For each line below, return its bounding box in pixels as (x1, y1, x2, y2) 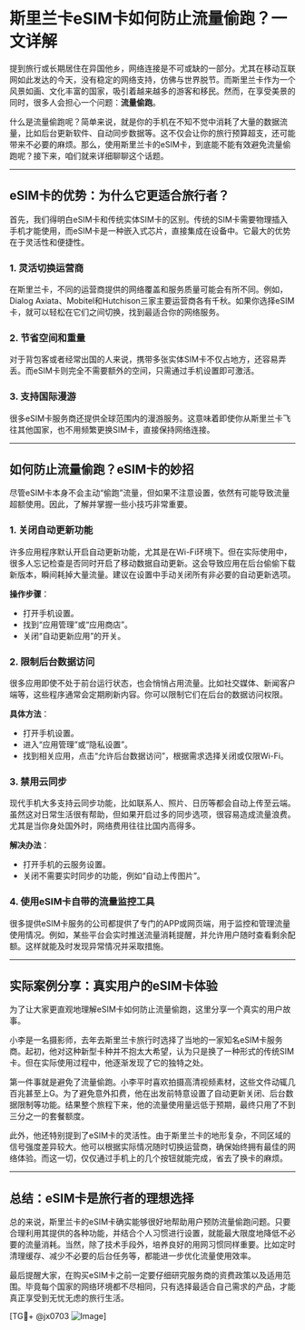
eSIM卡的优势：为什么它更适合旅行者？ (9, 188, 230, 204)
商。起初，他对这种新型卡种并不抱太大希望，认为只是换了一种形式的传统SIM (9, 1046, 295, 1057)
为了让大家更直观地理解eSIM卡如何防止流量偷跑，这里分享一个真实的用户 (9, 1004, 283, 1015)
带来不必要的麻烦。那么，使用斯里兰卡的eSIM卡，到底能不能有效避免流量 (9, 138, 283, 150)
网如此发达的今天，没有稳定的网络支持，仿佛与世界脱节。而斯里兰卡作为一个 (9, 74, 296, 85)
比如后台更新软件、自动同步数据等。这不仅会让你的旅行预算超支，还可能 (25, 127, 296, 138)
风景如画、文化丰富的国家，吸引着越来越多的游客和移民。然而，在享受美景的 (9, 85, 296, 96)
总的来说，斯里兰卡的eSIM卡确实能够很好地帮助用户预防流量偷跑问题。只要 (9, 1216, 291, 1227)
